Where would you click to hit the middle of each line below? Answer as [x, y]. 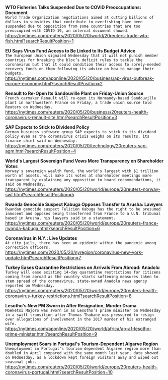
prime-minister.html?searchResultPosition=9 [51, 334]
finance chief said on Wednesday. [41, 141]
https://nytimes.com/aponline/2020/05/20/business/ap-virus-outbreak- [80, 78]
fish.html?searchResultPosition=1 [39, 41]
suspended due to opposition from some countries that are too [73, 26]
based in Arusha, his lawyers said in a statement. [60, 218]
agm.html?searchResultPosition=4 [41, 151]
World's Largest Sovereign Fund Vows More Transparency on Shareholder [85, 161]
